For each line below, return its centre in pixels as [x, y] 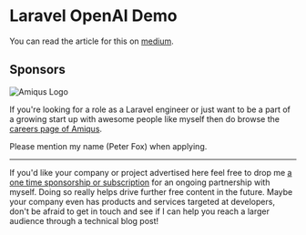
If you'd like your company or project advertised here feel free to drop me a [151, 172]
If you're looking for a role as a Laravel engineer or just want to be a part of [150, 109]
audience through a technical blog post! [84, 220]
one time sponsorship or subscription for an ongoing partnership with [140, 182]
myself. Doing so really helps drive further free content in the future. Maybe [151, 191]
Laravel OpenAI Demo [93, 16]
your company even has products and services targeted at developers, [143, 201]
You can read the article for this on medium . [92, 41]
